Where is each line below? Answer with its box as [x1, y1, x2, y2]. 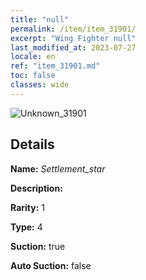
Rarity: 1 [10, 201, 45, 213]
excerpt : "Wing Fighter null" [10, 33, 137, 43]
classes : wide [10, 80, 70, 90]
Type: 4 [10, 221, 43, 233]
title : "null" [10, 14, 70, 25]
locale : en [10, 52, 56, 62]
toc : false [10, 71, 56, 81]
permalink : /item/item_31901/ [10, 24, 137, 34]
